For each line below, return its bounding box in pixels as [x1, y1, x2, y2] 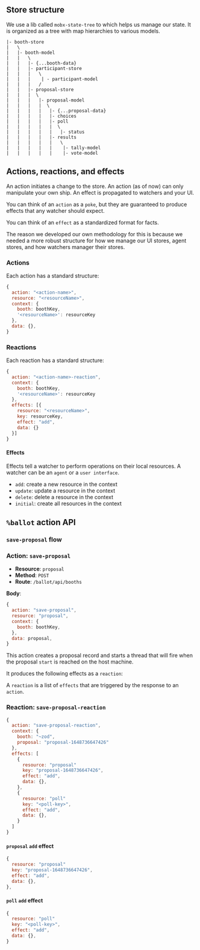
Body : [6, 590, 22, 597]
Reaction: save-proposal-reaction [6, 703, 106, 712]
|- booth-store [6, 39, 45, 45]
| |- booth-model [6, 50, 55, 56]
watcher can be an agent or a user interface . [6, 468, 119, 476]
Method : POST [14, 572, 49, 579]
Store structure [6, 5, 65, 15]
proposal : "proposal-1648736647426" [17, 740, 110, 746]
